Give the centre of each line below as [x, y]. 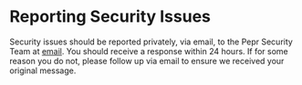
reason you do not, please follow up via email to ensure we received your [147, 61]
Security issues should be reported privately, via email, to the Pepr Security [151, 42]
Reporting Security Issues [110, 17]
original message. [43, 71]
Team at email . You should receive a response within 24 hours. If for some [149, 51]
